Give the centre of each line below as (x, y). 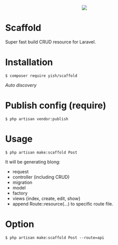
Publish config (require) (56, 106)
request (20, 171)
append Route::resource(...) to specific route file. (63, 204)
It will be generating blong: (33, 162)
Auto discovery (21, 85)
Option (20, 224)
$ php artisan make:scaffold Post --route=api (55, 237)
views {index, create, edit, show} (46, 198)
